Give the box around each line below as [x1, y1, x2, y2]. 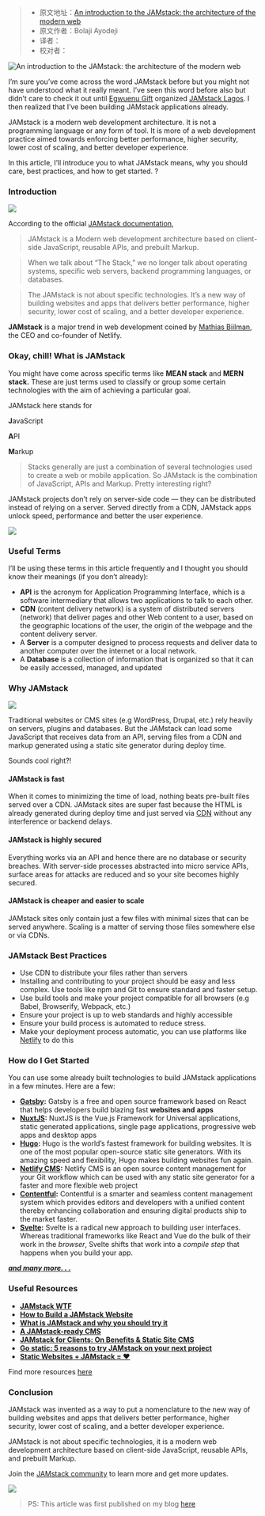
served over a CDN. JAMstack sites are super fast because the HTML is [8, 800, 243, 809]
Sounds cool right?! [8, 756, 72, 766]
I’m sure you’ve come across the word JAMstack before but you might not [8, 77, 250, 86]
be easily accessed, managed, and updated [19, 662, 162, 672]
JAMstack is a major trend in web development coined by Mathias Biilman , [8, 322, 252, 332]
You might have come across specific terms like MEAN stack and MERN [8, 368, 244, 378]
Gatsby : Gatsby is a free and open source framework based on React [19, 1097, 247, 1106]
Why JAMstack [8, 682, 69, 693]
